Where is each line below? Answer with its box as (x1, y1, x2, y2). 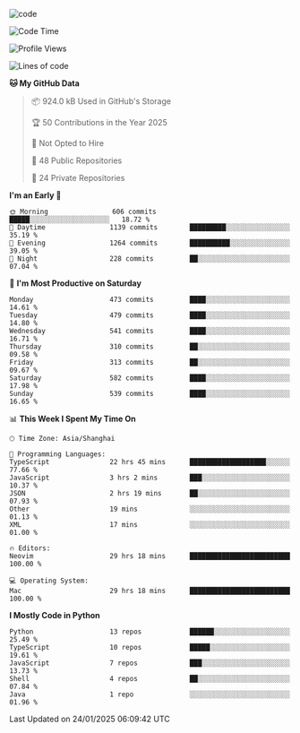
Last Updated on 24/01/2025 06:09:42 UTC (9, 713, 170, 724)
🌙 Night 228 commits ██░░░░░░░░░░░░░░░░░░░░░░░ (9, 254, 291, 263)
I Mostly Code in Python (9, 610, 100, 620)
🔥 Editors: (9, 544, 51, 553)
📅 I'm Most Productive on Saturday (9, 278, 141, 289)
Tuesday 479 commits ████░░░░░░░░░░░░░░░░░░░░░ (9, 311, 291, 320)
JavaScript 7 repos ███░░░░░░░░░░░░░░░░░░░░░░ (9, 659, 291, 668)
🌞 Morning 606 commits (9, 207, 157, 216)
